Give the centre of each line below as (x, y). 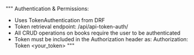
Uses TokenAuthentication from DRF (60, 20)
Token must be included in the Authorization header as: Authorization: (101, 39)
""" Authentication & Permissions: (47, 9)
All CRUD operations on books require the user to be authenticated (97, 33)
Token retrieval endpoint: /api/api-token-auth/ (71, 27)
